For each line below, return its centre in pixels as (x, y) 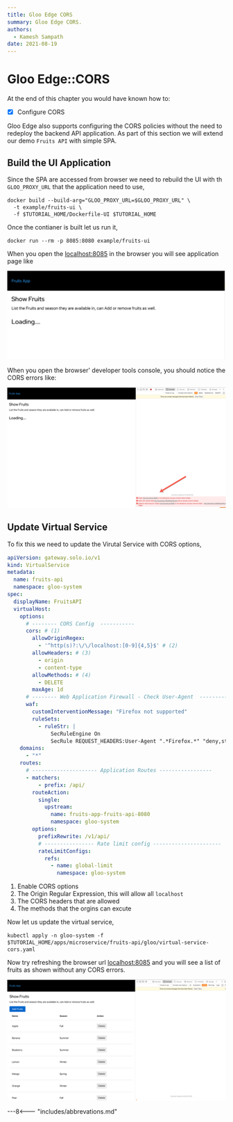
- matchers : (43, 778)
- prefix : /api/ (61, 785)
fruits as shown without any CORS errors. (66, 970)
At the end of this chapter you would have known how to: (89, 99)
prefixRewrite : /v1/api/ (74, 836)
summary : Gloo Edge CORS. (44, 22)
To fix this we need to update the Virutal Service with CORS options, (104, 544)
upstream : (58, 807)
